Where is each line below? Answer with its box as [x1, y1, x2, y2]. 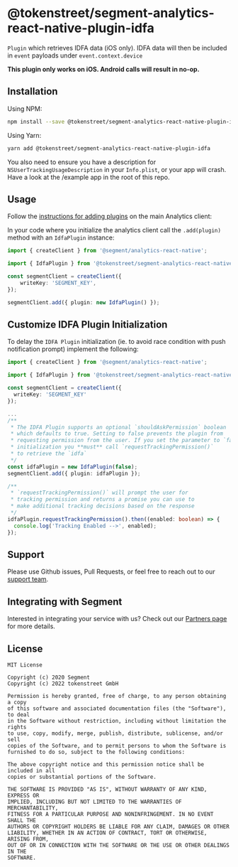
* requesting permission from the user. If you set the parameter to [10, 437, 220, 444]
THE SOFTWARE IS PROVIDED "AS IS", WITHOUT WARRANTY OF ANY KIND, [7, 785, 208, 793]
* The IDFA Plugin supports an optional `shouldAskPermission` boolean [10, 424, 227, 431]
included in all [7, 767, 55, 774]
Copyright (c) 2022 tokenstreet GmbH [7, 680, 119, 687]
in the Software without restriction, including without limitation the [7, 717, 227, 724]
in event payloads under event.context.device [7, 51, 143, 60]
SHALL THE [7, 817, 37, 824]
